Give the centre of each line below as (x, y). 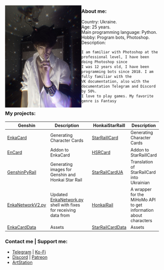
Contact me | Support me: (36, 241)
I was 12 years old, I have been (115, 67)
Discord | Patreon (30, 257)
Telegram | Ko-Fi (29, 252)
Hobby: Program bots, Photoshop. (115, 38)
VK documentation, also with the (115, 82)
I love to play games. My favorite (117, 96)
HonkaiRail (103, 205)
